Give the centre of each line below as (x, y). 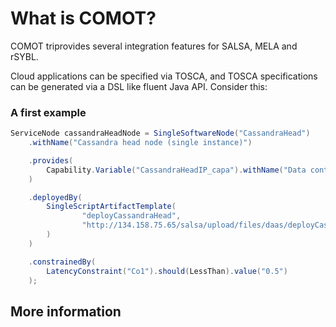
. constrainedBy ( (62, 262)
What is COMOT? (83, 18)
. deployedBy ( (55, 197)
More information (66, 311)
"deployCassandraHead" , (131, 216)
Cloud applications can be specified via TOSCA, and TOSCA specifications (164, 76)
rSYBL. (24, 56)
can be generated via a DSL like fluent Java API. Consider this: (139, 86)
